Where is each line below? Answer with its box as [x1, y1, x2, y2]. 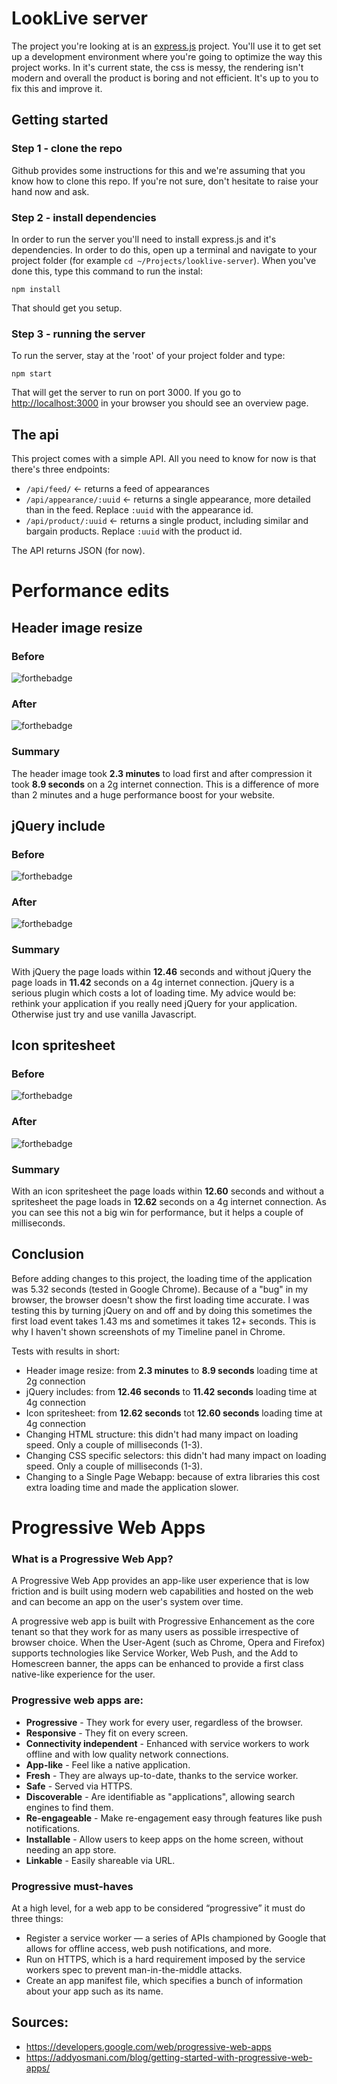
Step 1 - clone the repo [11, 142, 123, 156]
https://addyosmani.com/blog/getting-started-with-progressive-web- [25, 2051, 313, 2063]
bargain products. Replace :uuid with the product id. [25, 525, 243, 537]
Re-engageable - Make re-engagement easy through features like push [25, 1812, 323, 1824]
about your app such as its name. [25, 1985, 164, 1997]
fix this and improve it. [11, 82, 103, 94]
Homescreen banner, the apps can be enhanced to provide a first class [11, 1658, 304, 1670]
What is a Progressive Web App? [11, 1552, 174, 1566]
